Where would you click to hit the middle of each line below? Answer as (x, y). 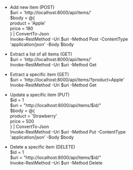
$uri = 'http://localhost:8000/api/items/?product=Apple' (67, 80)
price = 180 (21, 28)
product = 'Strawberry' (33, 116)
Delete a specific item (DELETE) (43, 147)
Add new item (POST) (32, 7)
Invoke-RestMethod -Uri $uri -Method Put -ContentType (68, 132)
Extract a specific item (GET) (39, 74)
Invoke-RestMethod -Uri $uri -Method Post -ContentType (69, 39)
